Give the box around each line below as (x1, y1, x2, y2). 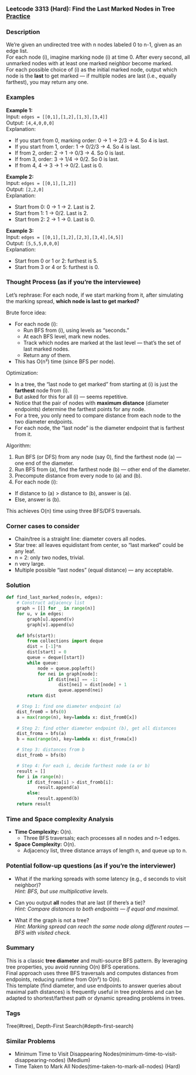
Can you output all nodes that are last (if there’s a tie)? (14, 899, 146, 906)
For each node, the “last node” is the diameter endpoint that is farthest (14, 424, 185, 431)
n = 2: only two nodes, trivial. (14, 554, 85, 561)
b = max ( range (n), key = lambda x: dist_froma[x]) (16, 736, 137, 742)
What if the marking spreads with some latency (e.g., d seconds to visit (14, 875, 186, 882)
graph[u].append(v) (27, 616, 75, 622)
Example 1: (6, 106, 33, 113)
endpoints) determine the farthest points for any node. (14, 405, 146, 412)
